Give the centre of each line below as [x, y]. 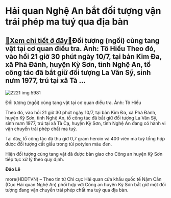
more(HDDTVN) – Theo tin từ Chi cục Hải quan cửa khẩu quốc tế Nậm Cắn [83, 179]
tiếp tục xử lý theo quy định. [35, 159]
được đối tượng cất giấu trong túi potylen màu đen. [59, 144]
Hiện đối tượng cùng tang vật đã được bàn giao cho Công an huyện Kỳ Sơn [84, 154]
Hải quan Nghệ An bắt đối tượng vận [83, 11]
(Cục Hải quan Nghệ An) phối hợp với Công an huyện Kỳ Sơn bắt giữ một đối [86, 184]
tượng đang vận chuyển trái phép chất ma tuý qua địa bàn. [67, 190]
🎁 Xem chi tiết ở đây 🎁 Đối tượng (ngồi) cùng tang [82, 41]
